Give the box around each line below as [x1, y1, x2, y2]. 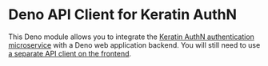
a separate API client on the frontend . [8, 49, 132, 58]
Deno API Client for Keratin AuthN [8, 6, 238, 24]
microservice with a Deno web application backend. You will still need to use [8, 40, 261, 49]
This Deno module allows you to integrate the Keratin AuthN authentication [8, 32, 254, 41]
